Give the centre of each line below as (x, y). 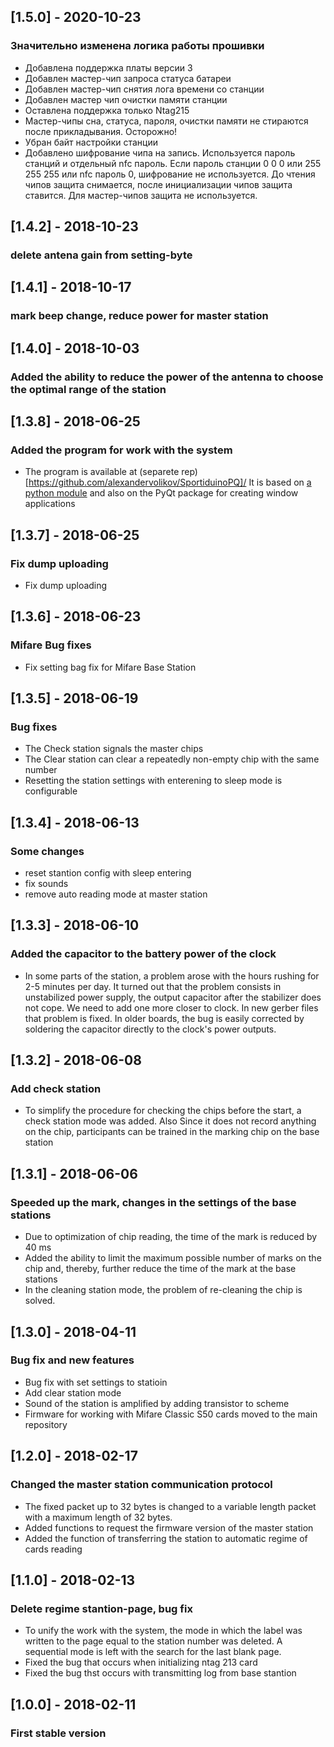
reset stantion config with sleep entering (108, 873)
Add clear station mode (73, 1392)
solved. (40, 1301)
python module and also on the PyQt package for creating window (161, 493)
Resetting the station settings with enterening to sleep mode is (153, 781)
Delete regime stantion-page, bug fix (101, 1608)
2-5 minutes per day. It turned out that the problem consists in (153, 986)
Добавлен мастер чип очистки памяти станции (126, 99)
